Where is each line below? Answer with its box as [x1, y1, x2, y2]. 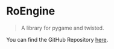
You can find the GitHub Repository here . [6, 36, 109, 43]
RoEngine [6, 4, 55, 18]
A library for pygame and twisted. [21, 24, 104, 31]
